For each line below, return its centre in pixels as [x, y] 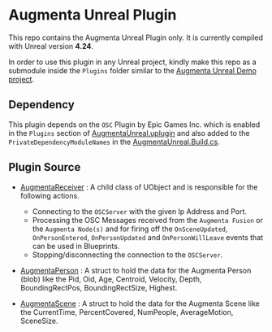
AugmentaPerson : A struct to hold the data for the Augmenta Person [136, 270]
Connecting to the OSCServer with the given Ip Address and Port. [140, 211]
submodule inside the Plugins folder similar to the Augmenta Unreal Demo [133, 70]
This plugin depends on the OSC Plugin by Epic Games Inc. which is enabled [134, 124]
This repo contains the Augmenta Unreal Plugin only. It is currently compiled [136, 37]
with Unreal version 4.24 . [51, 46]
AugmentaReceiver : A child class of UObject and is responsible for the [139, 187]
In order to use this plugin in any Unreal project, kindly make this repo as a [133, 62]
